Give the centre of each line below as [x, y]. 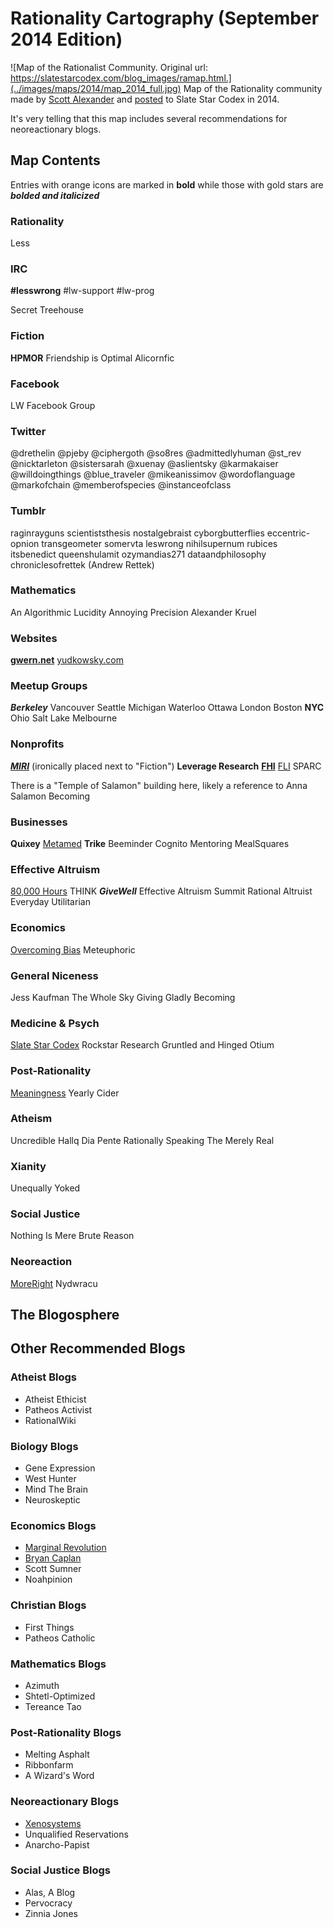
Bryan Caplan [53, 1558]
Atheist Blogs [43, 1377]
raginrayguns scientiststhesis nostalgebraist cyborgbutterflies [137, 533]
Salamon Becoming [50, 796]
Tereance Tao [53, 1706]
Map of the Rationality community [253, 88]
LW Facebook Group [53, 405]
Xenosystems [53, 1823]
